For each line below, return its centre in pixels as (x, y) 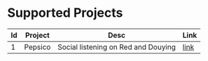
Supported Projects (65, 13)
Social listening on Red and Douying (117, 47)
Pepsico (37, 47)
